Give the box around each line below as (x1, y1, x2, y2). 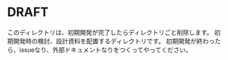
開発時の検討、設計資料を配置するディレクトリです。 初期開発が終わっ (13, 36, 215, 45)
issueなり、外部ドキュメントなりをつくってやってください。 (19, 45, 193, 54)
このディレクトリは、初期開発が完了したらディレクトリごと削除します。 (7, 28, 213, 36)
